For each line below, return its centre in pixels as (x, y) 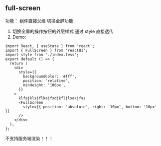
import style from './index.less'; (42, 55)
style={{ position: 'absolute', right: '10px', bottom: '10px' (90, 107)
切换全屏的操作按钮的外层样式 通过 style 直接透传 (63, 31)
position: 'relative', (47, 81)
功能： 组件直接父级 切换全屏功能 (39, 21)
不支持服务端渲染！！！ (29, 138)
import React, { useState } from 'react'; (50, 46)
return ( (19, 63)
